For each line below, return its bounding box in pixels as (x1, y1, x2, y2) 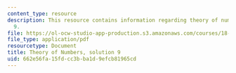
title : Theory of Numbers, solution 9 (7, 49, 121, 56)
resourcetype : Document (7, 42, 77, 49)
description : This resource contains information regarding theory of (7, 17, 218, 24)
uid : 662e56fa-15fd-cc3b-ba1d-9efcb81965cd (7, 56, 137, 63)
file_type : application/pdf (7, 36, 90, 43)
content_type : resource (7, 10, 77, 17)
